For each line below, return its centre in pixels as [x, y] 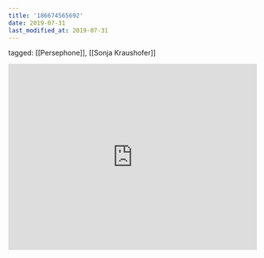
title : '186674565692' [46, 15]
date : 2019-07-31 [37, 23]
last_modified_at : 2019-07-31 [58, 30]
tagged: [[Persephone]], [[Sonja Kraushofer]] [82, 53]
